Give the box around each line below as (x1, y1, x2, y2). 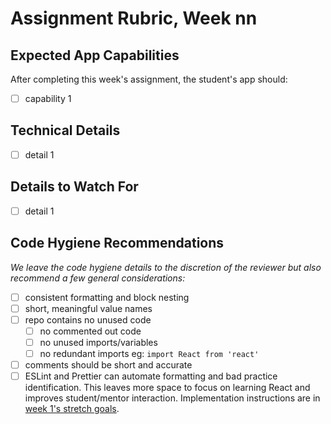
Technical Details (10, 122, 121, 139)
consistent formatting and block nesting (24, 291, 190, 303)
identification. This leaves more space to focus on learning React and (24, 382, 311, 394)
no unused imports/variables (39, 336, 158, 348)
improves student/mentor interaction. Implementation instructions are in (24, 392, 321, 404)
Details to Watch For (10, 178, 139, 196)
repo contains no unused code (24, 313, 152, 326)
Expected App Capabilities (10, 47, 180, 64)
